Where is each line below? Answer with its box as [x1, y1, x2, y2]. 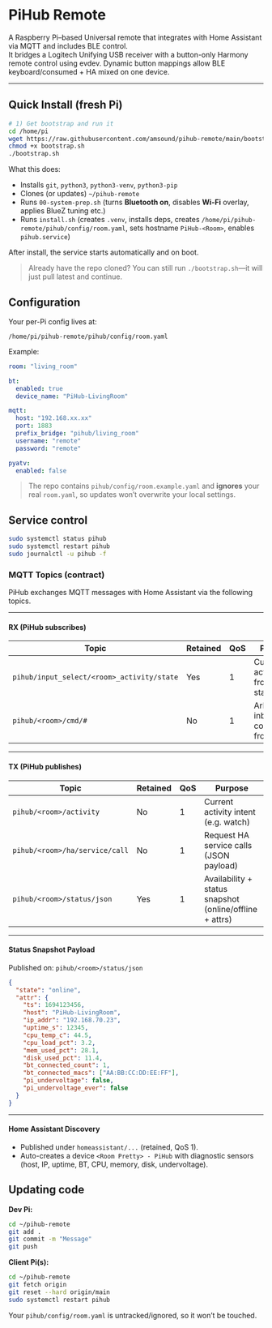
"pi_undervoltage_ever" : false [23, 1084, 129, 1092]
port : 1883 [15, 422, 53, 431]
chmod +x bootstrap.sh [8, 142, 85, 151]
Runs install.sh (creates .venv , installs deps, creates [19, 215, 200, 225]
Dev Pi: [8, 1204, 33, 1214]
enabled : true [15, 384, 63, 392]
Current [203, 796, 234, 808]
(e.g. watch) [203, 816, 251, 828]
